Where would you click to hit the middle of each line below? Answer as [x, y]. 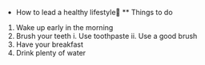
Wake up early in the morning [64, 27]
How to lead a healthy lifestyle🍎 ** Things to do [94, 12]
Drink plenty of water [51, 53]
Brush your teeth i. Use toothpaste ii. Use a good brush [107, 36]
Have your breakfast [50, 44]
